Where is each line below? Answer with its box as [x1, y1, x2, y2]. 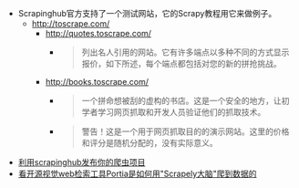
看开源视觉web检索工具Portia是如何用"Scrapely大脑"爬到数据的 [17, 168, 257, 179]
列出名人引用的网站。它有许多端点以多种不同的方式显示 [81, 47, 290, 57]
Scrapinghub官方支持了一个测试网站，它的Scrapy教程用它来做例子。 [17, 8, 277, 18]
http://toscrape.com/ [31, 18, 110, 29]
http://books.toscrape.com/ [45, 77, 149, 87]
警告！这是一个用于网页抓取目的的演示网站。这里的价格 [81, 126, 290, 137]
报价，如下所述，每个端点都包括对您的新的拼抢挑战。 [81, 58, 282, 68]
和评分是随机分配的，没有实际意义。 [81, 138, 218, 148]
